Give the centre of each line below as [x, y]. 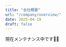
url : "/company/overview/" [33, 15]
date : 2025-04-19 [23, 19]
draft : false [19, 24]
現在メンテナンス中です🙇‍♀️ [32, 39]
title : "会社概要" [23, 10]
